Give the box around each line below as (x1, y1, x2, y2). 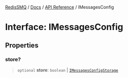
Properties (5, 41, 39, 49)
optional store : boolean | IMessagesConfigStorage (17, 67, 119, 73)
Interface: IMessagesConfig (5, 22, 124, 33)
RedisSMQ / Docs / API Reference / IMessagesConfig (5, 4, 114, 10)
